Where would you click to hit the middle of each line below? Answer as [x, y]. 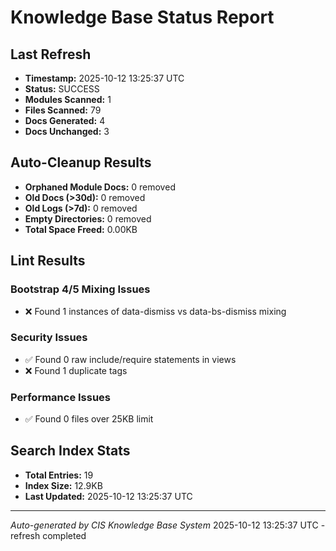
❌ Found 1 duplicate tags [76, 370]
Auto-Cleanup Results [81, 162]
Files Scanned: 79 [63, 110]
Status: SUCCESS [62, 89]
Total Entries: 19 [59, 475]
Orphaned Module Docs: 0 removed [100, 187]
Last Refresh [51, 54]
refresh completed [48, 535]
